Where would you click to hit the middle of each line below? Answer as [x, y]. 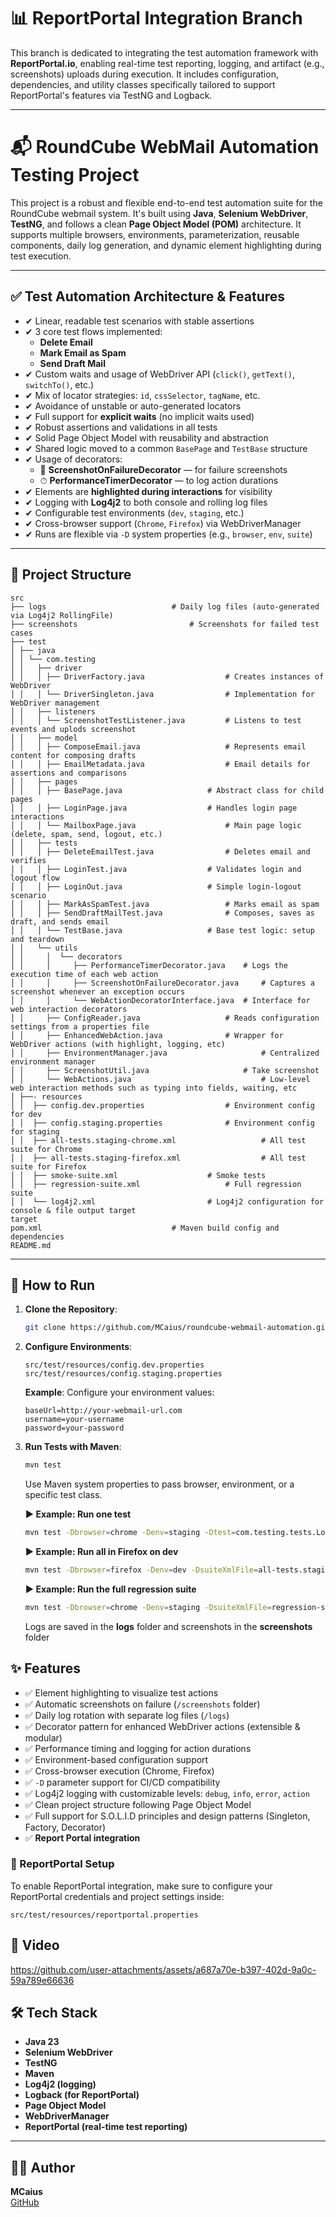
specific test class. [63, 1495]
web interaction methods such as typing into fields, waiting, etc [154, 1088]
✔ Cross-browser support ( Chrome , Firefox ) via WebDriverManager [163, 523]
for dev [26, 1114]
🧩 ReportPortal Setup [62, 1864]
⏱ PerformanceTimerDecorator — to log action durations [159, 480]
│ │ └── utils [44, 948]
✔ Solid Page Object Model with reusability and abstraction [146, 437]
